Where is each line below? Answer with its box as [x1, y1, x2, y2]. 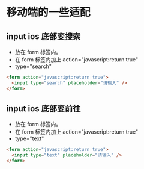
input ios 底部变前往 [6, 103, 81, 114]
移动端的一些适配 [6, 5, 91, 19]
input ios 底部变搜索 [6, 31, 81, 41]
